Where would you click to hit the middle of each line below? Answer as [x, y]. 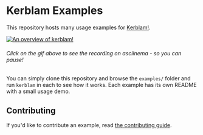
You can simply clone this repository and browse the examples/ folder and [98, 78]
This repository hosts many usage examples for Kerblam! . [78, 27]
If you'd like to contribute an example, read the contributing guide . [89, 125]
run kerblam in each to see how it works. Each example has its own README [101, 85]
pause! [15, 60]
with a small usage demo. [38, 91]
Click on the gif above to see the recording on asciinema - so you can [94, 53]
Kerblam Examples [55, 11]
